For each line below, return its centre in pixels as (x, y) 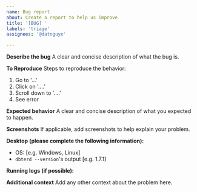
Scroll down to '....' (38, 93)
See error (27, 100)
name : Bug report (28, 12)
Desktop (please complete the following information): (75, 141)
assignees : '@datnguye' (36, 34)
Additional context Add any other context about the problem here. (89, 182)
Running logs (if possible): (40, 171)
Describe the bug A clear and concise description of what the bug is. (93, 57)
